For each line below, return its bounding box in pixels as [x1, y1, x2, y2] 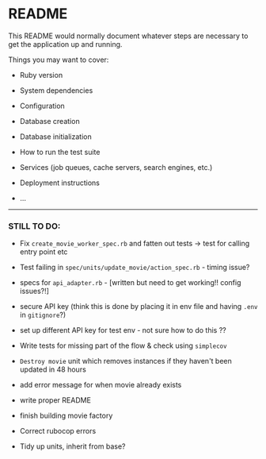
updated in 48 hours [19, 364, 87, 374]
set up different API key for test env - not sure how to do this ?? [19, 326, 227, 335]
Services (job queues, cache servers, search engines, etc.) [19, 162, 213, 172]
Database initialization [19, 132, 93, 141]
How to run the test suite [19, 147, 101, 156]
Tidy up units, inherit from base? [19, 442, 126, 451]
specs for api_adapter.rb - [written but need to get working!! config [19, 278, 241, 287]
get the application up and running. [8, 39, 123, 48]
